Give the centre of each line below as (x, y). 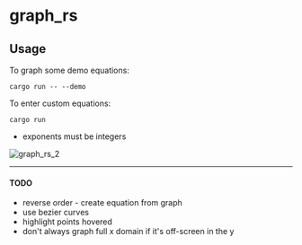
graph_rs (44, 16)
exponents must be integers (74, 136)
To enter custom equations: (60, 103)
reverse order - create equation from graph (102, 203)
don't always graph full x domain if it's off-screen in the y (128, 232)
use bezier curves (56, 213)
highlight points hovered (67, 222)
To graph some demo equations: (70, 70)
